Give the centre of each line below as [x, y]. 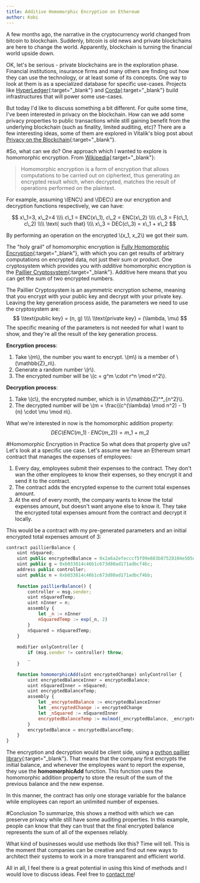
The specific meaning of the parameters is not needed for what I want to [95, 327]
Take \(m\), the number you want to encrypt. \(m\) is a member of [95, 357]
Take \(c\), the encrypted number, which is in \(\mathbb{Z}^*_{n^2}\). [99, 399]
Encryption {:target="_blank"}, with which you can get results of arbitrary [95, 253]
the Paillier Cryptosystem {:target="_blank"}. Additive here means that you [97, 272]
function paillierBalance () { [54, 586]
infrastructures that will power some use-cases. [65, 96]
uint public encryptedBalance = [57, 558]
